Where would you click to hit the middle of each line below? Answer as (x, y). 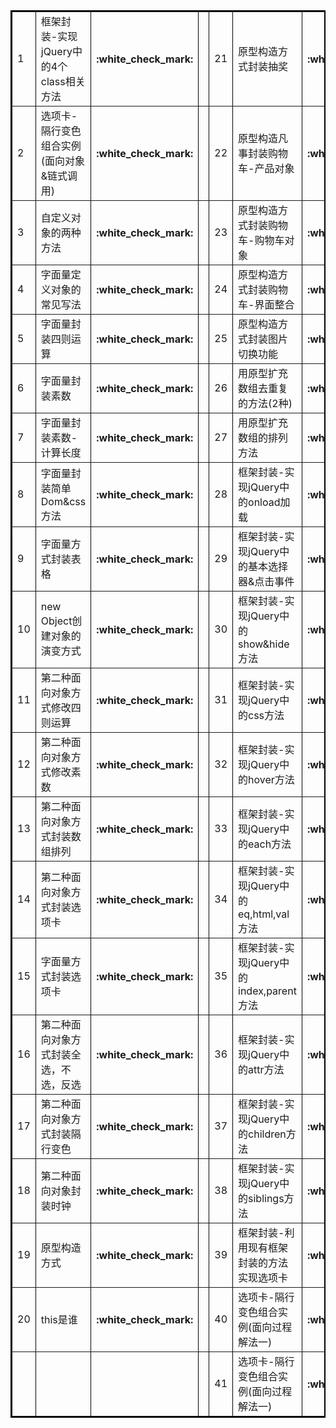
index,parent (267, 991)
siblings (266, 1198)
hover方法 (271, 779)
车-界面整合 (266, 304)
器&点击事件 (266, 581)
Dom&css (63, 501)
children (267, 1134)
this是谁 (59, 1319)
